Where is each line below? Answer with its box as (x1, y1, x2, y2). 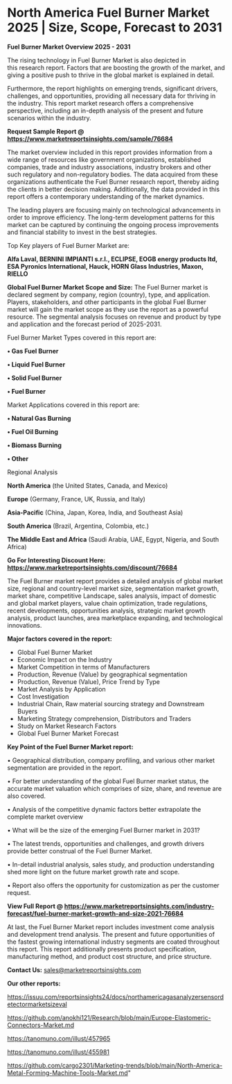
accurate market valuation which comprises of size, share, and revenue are (7, 784, 222, 792)
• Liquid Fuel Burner (7, 360, 66, 369)
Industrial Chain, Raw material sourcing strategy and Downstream (17, 699, 204, 708)
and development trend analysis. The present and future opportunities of (7, 930, 215, 938)
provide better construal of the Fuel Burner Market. (7, 847, 152, 855)
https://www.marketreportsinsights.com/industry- (64, 901, 215, 910)
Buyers (17, 707, 38, 715)
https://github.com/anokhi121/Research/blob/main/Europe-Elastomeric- (7, 1013, 211, 1022)
